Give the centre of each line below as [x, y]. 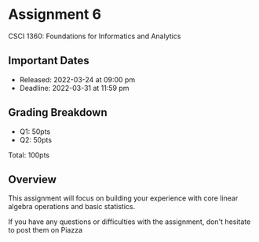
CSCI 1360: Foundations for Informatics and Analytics [95, 36]
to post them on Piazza [45, 230]
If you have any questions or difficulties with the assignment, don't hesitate [129, 222]
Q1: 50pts [35, 132]
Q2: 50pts [36, 139]
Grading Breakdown [58, 112]
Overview [33, 179]
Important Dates [49, 61]
